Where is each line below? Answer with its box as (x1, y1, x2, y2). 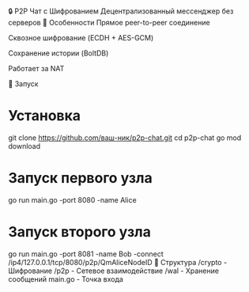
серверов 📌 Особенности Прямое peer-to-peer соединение (8, 18, 211, 27)
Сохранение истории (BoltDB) (8, 48, 109, 58)
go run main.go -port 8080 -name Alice (8, 195, 137, 204)
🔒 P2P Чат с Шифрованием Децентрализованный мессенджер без (8, 6, 234, 16)
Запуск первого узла (8, 169, 153, 188)
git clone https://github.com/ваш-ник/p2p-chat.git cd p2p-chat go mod (8, 133, 242, 142)
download (8, 141, 41, 150)
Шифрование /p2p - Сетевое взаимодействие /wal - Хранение (8, 266, 220, 275)
